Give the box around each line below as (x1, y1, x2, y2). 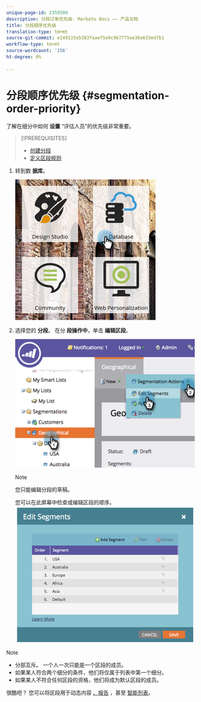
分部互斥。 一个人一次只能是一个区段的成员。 (14, 661, 127, 668)
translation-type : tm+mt (6, 29, 68, 35)
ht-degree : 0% (6, 54, 42, 60)
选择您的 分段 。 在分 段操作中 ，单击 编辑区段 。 (14, 327, 132, 334)
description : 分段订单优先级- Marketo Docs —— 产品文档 (6, 16, 139, 22)
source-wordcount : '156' (6, 48, 68, 54)
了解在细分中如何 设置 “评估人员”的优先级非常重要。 (6, 122, 135, 129)
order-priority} (6, 102, 81, 115)
